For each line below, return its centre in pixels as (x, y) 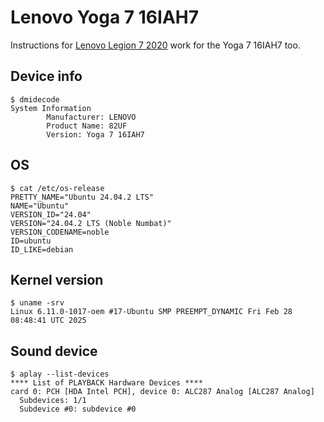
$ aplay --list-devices (60, 374)
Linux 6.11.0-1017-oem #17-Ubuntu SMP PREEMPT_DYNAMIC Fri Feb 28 (151, 312)
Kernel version (57, 279)
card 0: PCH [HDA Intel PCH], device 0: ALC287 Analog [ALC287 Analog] (162, 392)
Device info (46, 76)
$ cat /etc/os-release (57, 188)
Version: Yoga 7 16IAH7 (95, 134)
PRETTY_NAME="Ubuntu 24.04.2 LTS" (82, 197)
